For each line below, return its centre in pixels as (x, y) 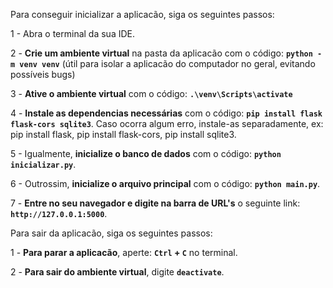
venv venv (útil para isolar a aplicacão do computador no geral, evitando (167, 63)
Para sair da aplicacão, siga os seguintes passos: (111, 233)
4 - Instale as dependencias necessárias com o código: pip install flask (166, 113)
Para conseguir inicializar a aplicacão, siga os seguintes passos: (142, 14)
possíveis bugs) (43, 74)
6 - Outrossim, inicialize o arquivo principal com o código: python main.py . (165, 183)
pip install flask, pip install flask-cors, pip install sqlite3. (123, 134)
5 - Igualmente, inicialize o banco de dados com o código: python (146, 153)
